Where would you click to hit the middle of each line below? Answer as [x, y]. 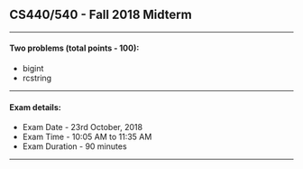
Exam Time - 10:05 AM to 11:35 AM [87, 137]
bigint [33, 69]
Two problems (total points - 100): [74, 48]
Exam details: [35, 107]
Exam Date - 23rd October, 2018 [82, 127]
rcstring [37, 78]
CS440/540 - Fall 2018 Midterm [101, 15]
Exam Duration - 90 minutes [75, 146]
